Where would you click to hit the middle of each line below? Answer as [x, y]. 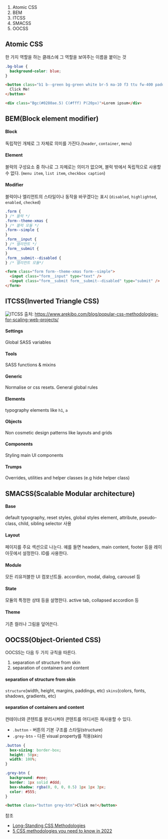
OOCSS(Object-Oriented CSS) [53, 640]
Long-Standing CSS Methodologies [49, 825]
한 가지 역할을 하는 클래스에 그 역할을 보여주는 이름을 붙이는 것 [66, 57]
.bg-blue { [16, 66]
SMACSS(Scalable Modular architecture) [70, 494]
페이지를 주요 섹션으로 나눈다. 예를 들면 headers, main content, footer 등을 [79, 547]
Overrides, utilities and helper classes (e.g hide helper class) [67, 478]
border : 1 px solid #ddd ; [35, 782]
